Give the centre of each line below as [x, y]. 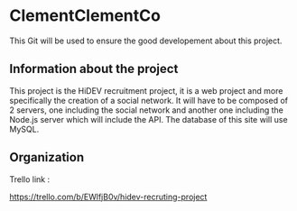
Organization [46, 157]
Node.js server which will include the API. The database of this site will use [148, 119]
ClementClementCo [85, 16]
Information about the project [94, 69]
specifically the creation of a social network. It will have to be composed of [149, 100]
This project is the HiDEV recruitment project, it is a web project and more [146, 90]
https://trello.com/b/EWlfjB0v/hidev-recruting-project [108, 197]
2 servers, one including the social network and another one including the [147, 110]
